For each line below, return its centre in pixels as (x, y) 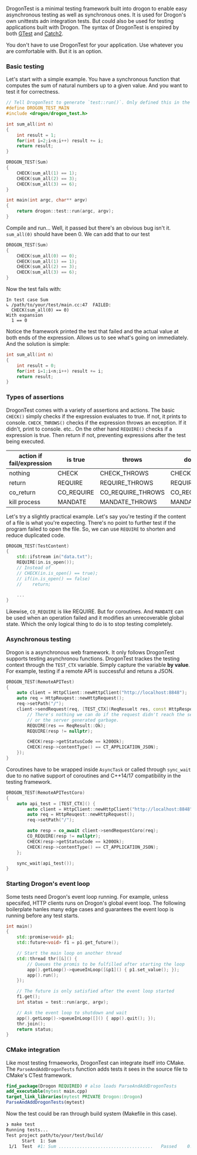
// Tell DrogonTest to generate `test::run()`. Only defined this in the (98, 102)
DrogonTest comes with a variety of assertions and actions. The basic (90, 410)
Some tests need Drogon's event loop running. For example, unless (87, 896)
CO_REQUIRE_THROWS (132, 492)
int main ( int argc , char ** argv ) (47, 200)
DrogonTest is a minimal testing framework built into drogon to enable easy (97, 9)
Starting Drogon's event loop (48, 884)
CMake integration (33, 1050)
